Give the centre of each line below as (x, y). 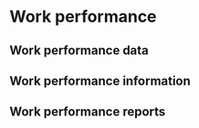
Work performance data (79, 50)
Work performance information (100, 80)
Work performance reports (88, 112)
